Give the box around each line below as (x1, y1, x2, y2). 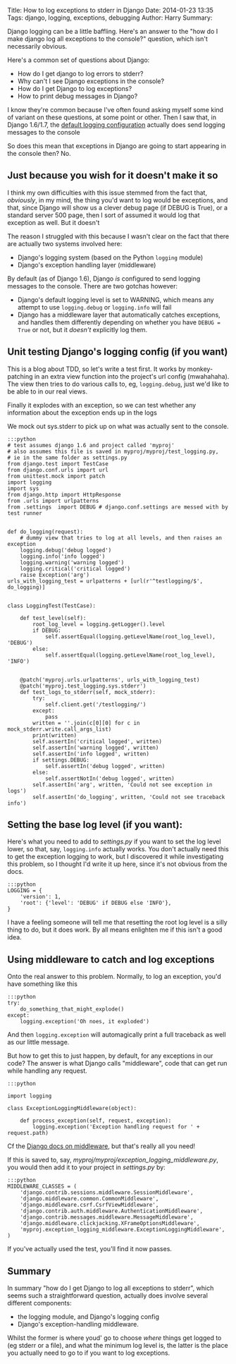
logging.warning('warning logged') (20, 559, 125, 566)
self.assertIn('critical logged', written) (32, 738, 162, 745)
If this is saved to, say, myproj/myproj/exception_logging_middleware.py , (7, 1156, 218, 1164)
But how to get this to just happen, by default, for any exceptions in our (7, 1052, 213, 1060)
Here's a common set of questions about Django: (7, 56, 150, 64)
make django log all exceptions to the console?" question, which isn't (7, 35, 208, 43)
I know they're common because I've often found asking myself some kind (7, 106, 224, 114)
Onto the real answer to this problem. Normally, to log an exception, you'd (7, 973, 222, 981)
